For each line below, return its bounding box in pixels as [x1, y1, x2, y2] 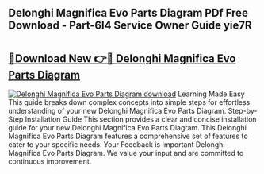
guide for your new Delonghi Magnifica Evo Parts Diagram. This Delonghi [8, 123, 247, 132]
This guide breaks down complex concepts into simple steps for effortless [8, 98, 251, 106]
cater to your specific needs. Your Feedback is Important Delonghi [8, 140, 225, 149]
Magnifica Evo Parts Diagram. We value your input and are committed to [8, 149, 244, 157]
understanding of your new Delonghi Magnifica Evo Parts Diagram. [8, 106, 227, 115]
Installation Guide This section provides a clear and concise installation [25, 114, 257, 124]
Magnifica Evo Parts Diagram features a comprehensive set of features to [8, 131, 248, 141]
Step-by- [228, 106, 258, 115]
